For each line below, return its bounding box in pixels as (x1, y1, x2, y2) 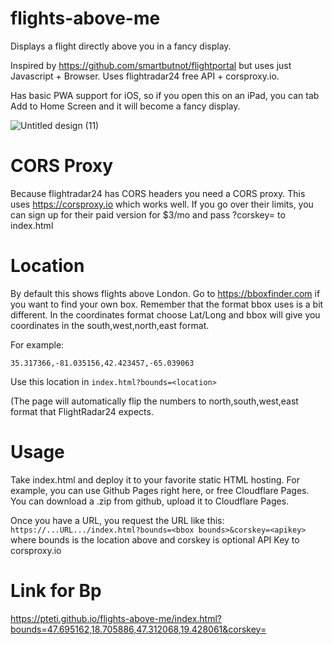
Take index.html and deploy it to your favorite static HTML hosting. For (10, 473, 300, 486)
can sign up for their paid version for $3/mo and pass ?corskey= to (10, 208, 286, 221)
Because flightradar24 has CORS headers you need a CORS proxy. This (10, 187, 306, 199)
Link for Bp (10, 579, 102, 602)
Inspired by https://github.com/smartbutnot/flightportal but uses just (10, 59, 292, 71)
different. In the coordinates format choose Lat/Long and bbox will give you (10, 308, 321, 321)
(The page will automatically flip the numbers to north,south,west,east (10, 395, 299, 407)
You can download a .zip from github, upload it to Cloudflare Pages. (10, 495, 290, 507)
